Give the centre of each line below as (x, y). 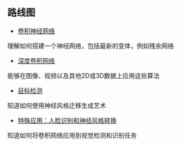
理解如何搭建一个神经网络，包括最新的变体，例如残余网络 (90, 46)
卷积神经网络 (36, 31)
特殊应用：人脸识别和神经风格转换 (67, 120)
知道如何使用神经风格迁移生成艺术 (57, 105)
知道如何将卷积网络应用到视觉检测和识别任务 (72, 135)
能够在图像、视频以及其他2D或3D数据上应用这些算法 (83, 75)
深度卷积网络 (36, 60)
